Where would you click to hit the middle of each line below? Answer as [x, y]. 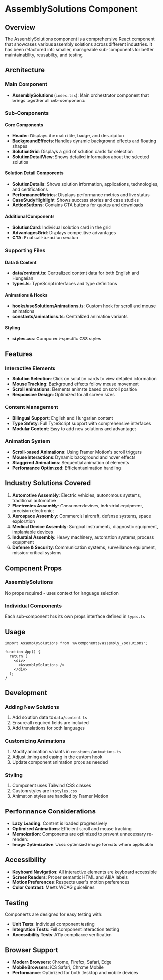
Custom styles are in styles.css [44, 791]
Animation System [28, 441]
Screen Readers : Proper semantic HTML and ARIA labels [70, 877]
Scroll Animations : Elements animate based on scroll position [75, 389]
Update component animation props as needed [60, 762]
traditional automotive [34, 500]
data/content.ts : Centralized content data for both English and [76, 273]
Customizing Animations [35, 741]
